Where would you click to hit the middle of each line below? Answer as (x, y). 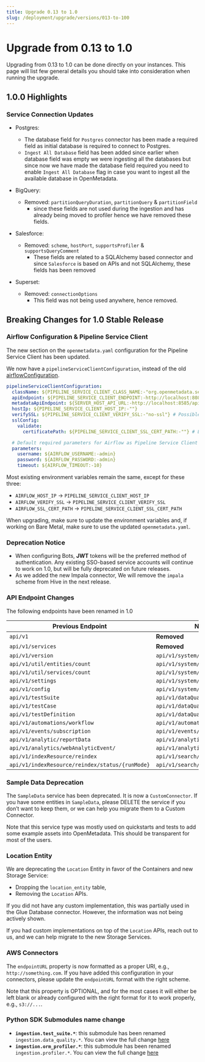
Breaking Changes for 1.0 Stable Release (85, 319)
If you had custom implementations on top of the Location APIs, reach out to (102, 931)
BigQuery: (28, 191)
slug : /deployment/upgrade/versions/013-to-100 (68, 18)
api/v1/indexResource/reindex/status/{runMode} (80, 765)
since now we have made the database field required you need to (106, 166)
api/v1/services (33, 646)
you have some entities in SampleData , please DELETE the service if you (96, 802)
